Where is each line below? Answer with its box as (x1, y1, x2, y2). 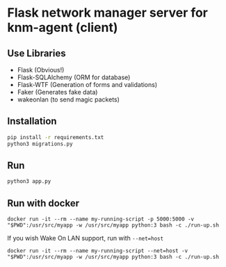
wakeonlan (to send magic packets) (17, 95, 120, 104)
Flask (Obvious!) (17, 66, 65, 74)
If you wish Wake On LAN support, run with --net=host (7, 234, 164, 243)
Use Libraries (7, 47, 66, 59)
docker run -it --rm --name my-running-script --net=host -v (7, 248, 188, 254)
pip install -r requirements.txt (7, 133, 104, 140)
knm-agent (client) (7, 19, 118, 35)
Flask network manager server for (7, 5, 209, 21)
